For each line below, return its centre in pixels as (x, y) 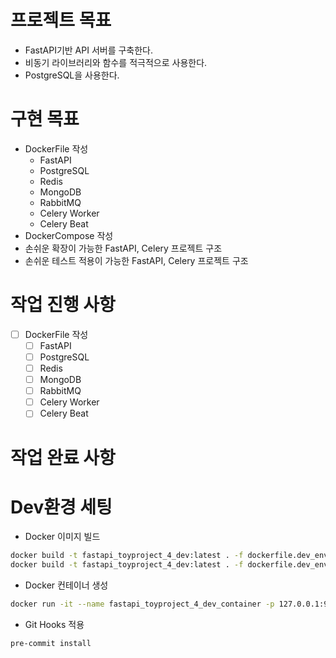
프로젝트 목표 (61, 20)
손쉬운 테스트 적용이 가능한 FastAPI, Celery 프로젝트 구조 (136, 260)
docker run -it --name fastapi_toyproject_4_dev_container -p (142, 604)
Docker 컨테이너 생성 (66, 585)
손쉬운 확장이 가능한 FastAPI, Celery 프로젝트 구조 (123, 248)
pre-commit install (51, 644)
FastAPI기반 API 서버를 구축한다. (89, 50)
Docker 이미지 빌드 (62, 537)
